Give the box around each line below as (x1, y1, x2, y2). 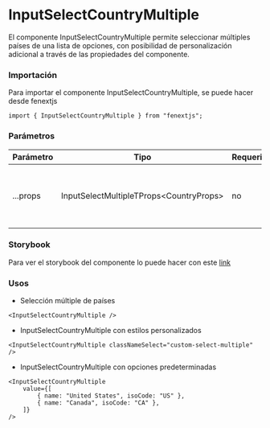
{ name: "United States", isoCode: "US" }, (37, 392, 185, 400)
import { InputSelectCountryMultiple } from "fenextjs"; (8, 112, 203, 120)
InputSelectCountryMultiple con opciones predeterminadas (19, 362, 217, 372)
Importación (8, 69, 58, 80)
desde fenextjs (8, 97, 58, 106)
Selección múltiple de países (19, 296, 116, 306)
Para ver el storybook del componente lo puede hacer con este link (8, 257, 231, 267)
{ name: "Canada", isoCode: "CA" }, (37, 399, 160, 407)
